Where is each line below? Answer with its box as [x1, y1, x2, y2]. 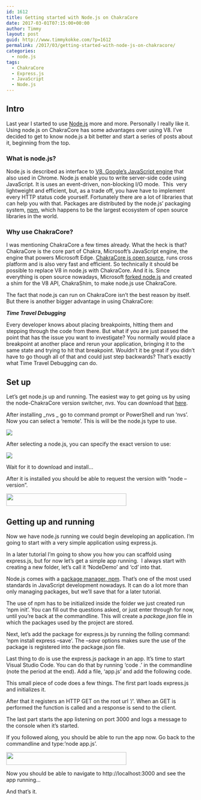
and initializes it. [6, 686, 46, 693]
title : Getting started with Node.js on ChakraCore [6, 14, 138, 20]
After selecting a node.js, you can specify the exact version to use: [6, 440, 171, 448]
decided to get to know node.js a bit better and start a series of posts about [6, 133, 193, 140]
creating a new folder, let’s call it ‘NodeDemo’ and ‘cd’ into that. [6, 564, 162, 571]
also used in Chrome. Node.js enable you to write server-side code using [6, 174, 187, 181]
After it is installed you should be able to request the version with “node [6, 475, 183, 483]
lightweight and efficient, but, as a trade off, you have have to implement [6, 187, 185, 195]
